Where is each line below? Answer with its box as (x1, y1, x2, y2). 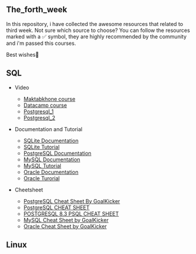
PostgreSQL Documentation (23, 149, 92, 157)
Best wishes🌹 (6, 51, 40, 58)
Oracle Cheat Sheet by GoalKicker (23, 223, 107, 230)
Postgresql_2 (23, 114, 55, 121)
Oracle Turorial (23, 174, 60, 182)
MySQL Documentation (23, 156, 81, 163)
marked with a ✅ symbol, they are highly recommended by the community (6, 32, 187, 40)
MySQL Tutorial (23, 162, 61, 169)
